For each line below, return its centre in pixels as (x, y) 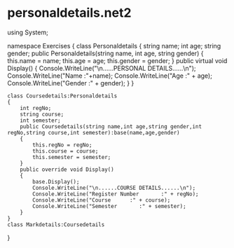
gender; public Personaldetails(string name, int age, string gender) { (105, 53)
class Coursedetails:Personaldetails (62, 96)
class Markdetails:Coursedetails (56, 225)
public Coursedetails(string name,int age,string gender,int (111, 126)
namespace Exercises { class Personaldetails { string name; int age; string (114, 46)
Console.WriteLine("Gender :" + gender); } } (71, 83)
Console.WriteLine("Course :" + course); (102, 200)
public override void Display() (67, 170)
